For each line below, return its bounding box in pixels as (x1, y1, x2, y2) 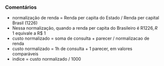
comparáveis (12, 51, 39, 57)
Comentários (5, 4, 37, 11)
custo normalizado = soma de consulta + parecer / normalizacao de (12, 35, 149, 41)
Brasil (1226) (12, 20, 38, 26)
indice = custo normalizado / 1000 (12, 56, 81, 62)
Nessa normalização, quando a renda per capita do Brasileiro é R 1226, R (12, 25, 158, 31)
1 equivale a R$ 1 (12, 31, 46, 36)
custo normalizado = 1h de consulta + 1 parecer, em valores (12, 46, 133, 52)
